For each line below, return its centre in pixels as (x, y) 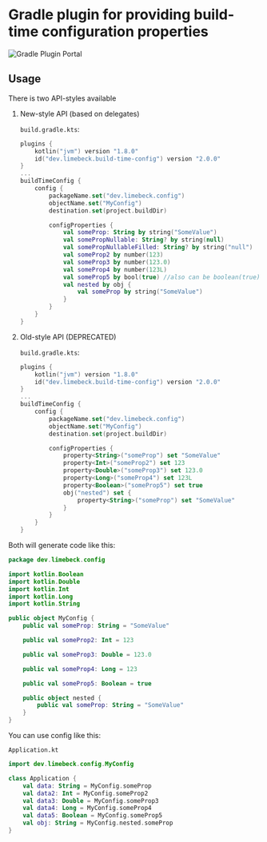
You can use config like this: (55, 735)
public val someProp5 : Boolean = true (87, 683)
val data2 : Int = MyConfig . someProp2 (86, 793)
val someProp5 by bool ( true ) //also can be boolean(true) (161, 277)
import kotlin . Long (41, 597)
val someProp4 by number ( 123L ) (115, 269)
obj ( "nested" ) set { (97, 493)
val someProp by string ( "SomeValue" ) (140, 292)
